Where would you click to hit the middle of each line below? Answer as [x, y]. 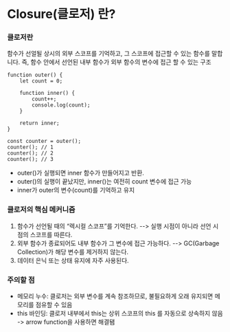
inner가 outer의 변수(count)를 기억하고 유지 [76, 190]
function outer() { [35, 75]
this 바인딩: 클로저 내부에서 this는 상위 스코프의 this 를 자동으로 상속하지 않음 [120, 313]
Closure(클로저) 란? [61, 14]
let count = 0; [41, 81]
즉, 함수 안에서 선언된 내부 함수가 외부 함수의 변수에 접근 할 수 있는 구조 [116, 62]
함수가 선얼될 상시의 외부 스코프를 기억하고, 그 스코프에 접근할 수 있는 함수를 [109, 54]
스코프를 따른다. [51, 234]
